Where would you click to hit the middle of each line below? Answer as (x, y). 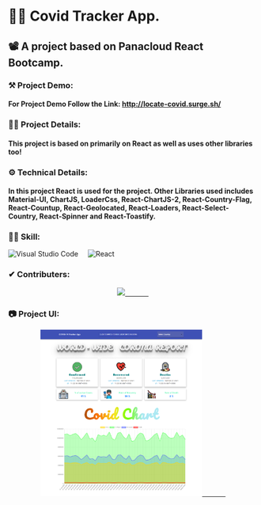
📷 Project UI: (34, 313)
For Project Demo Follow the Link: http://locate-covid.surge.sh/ (115, 104)
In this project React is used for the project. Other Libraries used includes (131, 191)
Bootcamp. (36, 63)
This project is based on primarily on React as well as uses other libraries (130, 143)
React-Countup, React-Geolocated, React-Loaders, (95, 208)
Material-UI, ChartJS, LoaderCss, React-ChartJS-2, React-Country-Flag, (130, 199)
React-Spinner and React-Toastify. (97, 216)
